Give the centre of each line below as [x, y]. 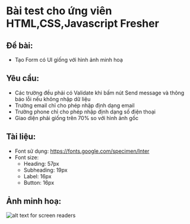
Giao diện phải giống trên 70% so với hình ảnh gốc [77, 118]
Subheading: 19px [45, 170]
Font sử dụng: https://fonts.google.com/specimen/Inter [82, 151]
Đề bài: [20, 45]
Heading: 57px [41, 163]
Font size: [27, 157]
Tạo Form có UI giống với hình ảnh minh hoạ [69, 60]
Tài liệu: [21, 137]
